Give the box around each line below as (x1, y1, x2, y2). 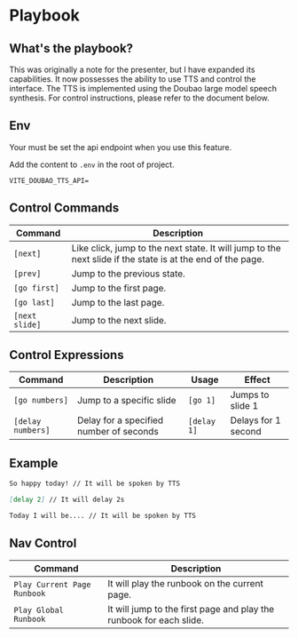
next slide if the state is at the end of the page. (71, 252, 264, 265)
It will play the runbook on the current (107, 577, 263, 589)
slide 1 (230, 400, 259, 412)
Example (9, 455, 59, 471)
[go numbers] (13, 395, 69, 405)
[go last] (13, 297, 55, 307)
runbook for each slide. (107, 614, 204, 626)
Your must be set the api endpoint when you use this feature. (9, 141, 232, 152)
